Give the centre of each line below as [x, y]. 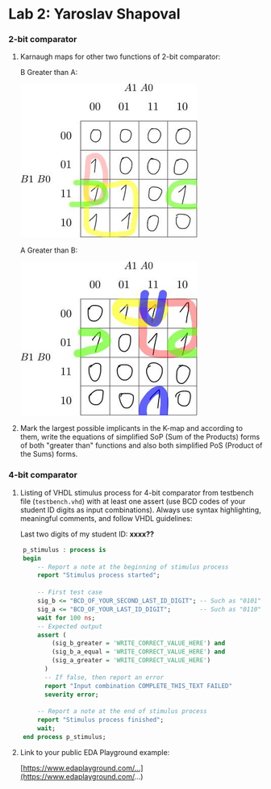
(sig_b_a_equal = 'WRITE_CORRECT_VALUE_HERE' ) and [138, 652]
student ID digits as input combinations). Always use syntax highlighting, [140, 510]
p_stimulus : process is [65, 549]
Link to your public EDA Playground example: [95, 752]
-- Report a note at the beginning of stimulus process [133, 567]
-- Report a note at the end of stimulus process [122, 712]
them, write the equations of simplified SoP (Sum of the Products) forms [140, 437]
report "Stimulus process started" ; [99, 575]
